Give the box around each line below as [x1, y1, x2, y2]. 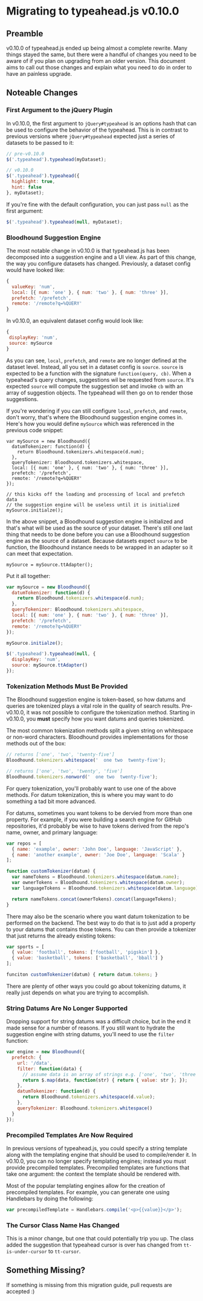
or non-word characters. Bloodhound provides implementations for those [6, 733, 188, 740]
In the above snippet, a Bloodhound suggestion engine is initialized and [6, 517, 184, 525]
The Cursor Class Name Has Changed [6, 1221, 120, 1229]
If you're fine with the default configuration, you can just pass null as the [6, 201, 188, 208]
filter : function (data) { [17, 1065, 83, 1072]
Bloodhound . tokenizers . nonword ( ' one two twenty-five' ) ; [6, 774, 158, 780]
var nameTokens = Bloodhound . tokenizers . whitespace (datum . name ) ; [11, 874, 180, 880]
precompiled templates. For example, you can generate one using [6, 1188, 170, 1196]
